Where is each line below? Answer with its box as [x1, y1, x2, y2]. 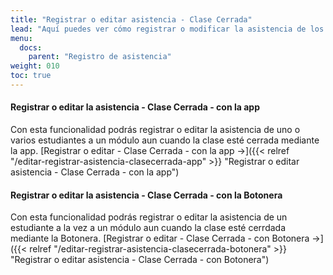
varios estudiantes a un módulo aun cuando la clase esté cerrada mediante [10, 134, 320, 146]
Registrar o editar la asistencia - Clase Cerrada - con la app [10, 101, 260, 113]
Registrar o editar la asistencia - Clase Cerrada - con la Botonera [10, 189, 283, 201]
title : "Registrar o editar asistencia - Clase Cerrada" [10, 14, 253, 25]
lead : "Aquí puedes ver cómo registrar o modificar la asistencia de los [10, 24, 325, 34]
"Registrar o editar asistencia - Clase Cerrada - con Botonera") [10, 254, 270, 266]
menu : [10, 33, 33, 43]
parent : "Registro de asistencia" [28, 52, 172, 62]
